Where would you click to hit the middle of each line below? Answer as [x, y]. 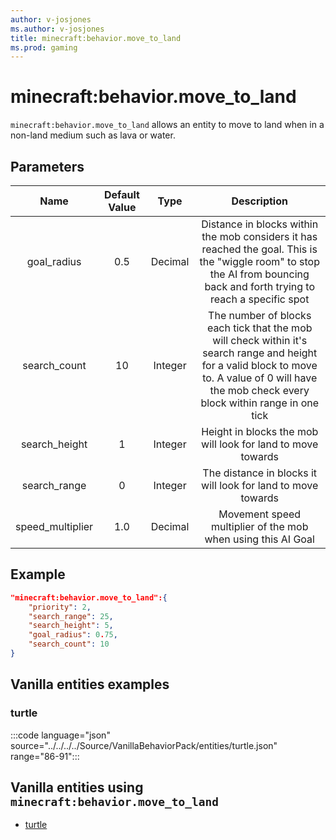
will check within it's [260, 340]
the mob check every [259, 390]
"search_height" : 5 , [71, 626]
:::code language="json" [60, 735]
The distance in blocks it [260, 473]
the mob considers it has [259, 236]
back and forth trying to [260, 286]
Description [259, 201]
